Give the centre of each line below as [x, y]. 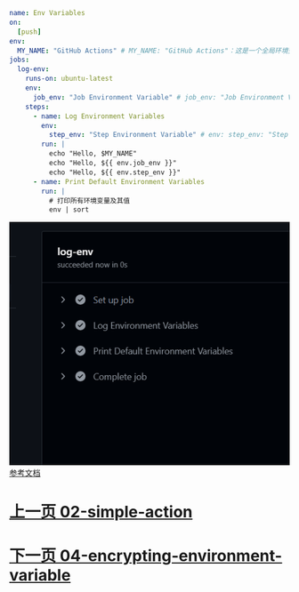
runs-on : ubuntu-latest [69, 79]
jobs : [19, 60]
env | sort [69, 210]
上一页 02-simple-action [101, 512]
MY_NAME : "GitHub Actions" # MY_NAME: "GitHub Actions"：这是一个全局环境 [153, 51]
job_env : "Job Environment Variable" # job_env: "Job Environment [158, 97]
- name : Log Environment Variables [99, 116]
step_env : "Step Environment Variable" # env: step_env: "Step [169, 135]
